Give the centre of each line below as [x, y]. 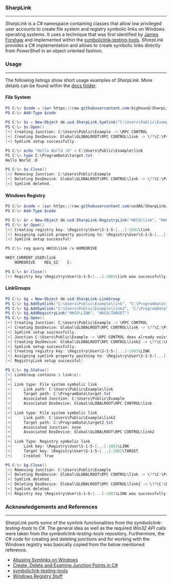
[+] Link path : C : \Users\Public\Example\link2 [60, 418]
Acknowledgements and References [51, 507]
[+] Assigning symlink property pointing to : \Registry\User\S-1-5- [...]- [87, 235]
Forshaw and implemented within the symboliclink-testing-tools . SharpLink [84, 40]
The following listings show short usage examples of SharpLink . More [79, 80]
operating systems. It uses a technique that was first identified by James [82, 34]
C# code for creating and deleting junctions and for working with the [78, 539]
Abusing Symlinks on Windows [45, 560]
